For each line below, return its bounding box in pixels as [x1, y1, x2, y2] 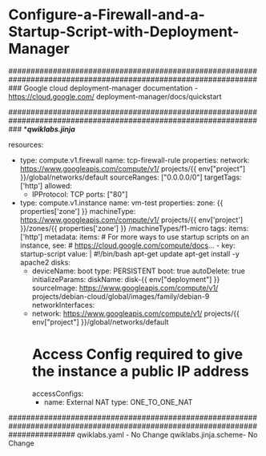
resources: [8, 139, 44, 149]
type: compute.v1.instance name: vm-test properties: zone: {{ [19, 198, 224, 208]
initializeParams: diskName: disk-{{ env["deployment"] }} [31, 274, 220, 284]
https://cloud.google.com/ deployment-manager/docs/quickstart [8, 91, 222, 101]
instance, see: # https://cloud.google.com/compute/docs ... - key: [19, 240, 236, 250]
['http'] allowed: [19, 180, 72, 190]
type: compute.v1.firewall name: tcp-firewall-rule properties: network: [19, 155, 250, 165]
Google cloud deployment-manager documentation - [23, 83, 199, 93]
